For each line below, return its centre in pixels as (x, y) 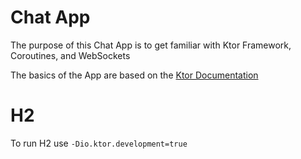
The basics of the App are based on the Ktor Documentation (134, 75)
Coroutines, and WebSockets (70, 55)
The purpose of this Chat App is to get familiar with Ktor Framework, (151, 45)
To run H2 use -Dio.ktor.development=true (99, 143)
